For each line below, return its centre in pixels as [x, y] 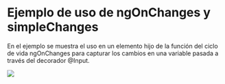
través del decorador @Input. [49, 60]
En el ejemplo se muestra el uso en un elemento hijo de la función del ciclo [113, 46]
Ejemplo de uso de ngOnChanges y [109, 13]
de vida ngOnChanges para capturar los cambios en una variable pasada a [113, 53]
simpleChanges [53, 27]
